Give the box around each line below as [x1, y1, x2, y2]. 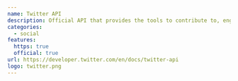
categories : [7, 23, 42, 30]
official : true [13, 50, 59, 57]
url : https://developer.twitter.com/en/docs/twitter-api [7, 56, 179, 63]
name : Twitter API [7, 10, 62, 18]
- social [13, 30, 40, 37]
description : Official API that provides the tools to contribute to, [7, 17, 220, 24]
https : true [13, 43, 50, 50]
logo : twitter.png [7, 63, 62, 70]
